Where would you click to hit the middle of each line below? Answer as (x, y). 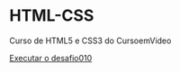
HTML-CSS (52, 16)
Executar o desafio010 (51, 58)
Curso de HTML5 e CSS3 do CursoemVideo (90, 40)
